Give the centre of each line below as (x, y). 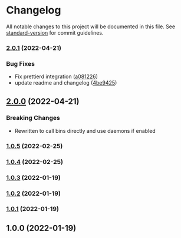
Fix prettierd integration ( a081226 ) (56, 76)
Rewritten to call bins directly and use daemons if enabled (85, 130)
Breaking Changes (33, 118)
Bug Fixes (21, 63)
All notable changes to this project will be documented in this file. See (91, 26)
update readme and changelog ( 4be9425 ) (66, 83)
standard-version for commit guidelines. (55, 32)
